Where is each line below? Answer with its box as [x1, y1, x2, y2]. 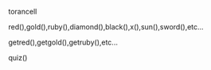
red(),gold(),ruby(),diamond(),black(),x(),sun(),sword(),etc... [8, 22, 205, 31]
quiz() [8, 53, 28, 62]
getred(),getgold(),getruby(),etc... [8, 37, 118, 47]
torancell [8, 7, 37, 16]
